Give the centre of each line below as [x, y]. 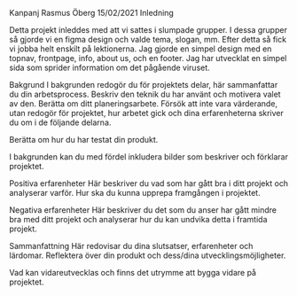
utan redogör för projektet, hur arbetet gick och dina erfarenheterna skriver [146, 113]
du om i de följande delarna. [60, 122]
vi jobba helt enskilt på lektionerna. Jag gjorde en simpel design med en [141, 49]
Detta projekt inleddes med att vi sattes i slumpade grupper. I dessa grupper [148, 30]
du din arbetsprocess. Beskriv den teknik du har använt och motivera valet [145, 94]
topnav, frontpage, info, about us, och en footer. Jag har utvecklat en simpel [148, 58]
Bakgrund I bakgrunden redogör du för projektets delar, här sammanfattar [144, 85]
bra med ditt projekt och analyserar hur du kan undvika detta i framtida [138, 219]
